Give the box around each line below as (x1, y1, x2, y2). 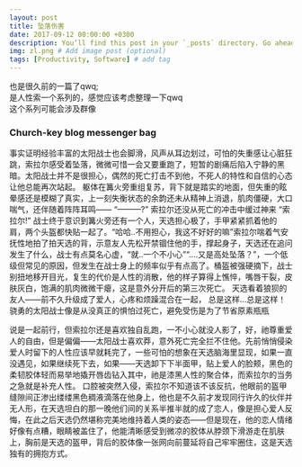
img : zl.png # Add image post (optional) (9, 47, 167, 56)
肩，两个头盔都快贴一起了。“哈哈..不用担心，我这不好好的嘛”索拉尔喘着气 (9, 227, 281, 238)
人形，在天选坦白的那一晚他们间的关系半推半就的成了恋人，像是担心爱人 (16, 403, 285, 414)
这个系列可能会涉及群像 (9, 103, 96, 113)
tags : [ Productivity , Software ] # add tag (9, 55, 171, 64)
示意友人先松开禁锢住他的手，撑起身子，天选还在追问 (95, 238, 293, 248)
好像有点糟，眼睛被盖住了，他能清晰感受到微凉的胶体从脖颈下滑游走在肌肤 (9, 426, 285, 436)
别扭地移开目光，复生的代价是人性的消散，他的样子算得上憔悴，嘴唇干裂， (9, 272, 285, 283)
